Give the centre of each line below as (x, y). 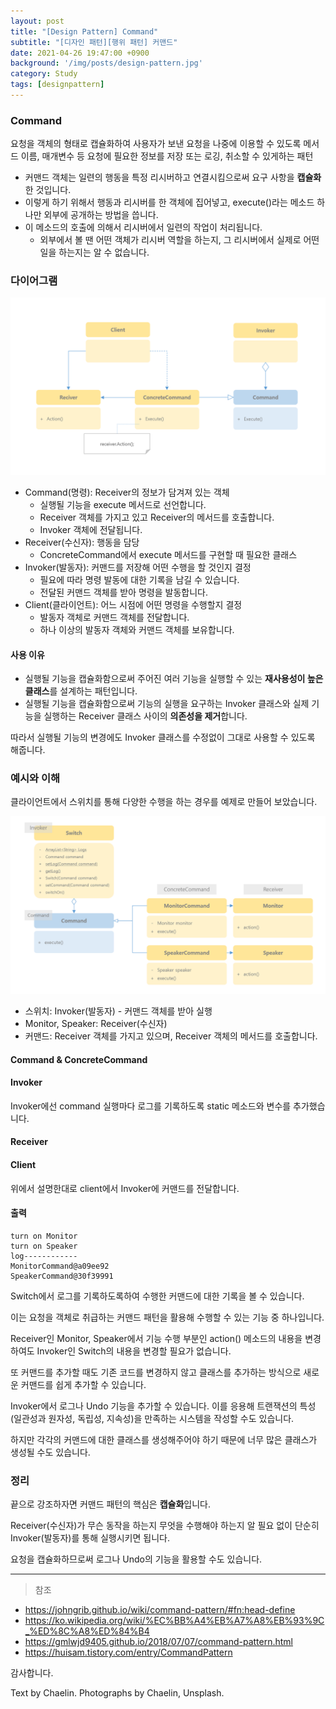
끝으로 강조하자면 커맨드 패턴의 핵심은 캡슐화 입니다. (110, 1504)
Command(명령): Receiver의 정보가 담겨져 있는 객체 (127, 492)
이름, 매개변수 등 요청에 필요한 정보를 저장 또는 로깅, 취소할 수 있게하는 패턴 (167, 156)
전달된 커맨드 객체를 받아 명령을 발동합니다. (124, 592)
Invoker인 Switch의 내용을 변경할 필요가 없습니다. (134, 1351)
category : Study (44, 74)
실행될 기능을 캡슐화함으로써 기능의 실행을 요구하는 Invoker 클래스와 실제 (167, 704)
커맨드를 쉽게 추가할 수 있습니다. (83, 1384)
